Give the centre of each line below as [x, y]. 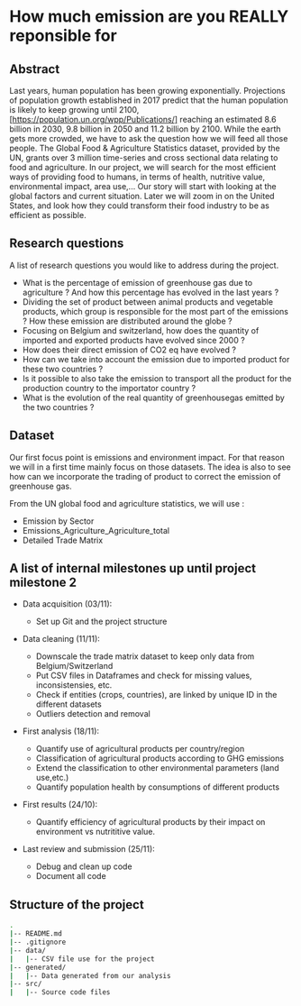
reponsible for [63, 36]
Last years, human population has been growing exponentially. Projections [147, 91]
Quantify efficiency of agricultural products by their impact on [150, 822]
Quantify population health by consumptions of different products [158, 787]
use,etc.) [52, 778]
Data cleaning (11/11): [61, 639]
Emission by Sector [58, 521]
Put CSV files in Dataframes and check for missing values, [144, 676]
